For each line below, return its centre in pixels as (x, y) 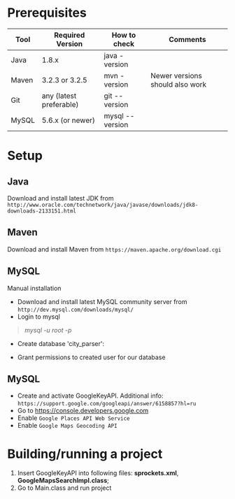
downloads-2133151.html (42, 211)
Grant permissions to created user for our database (91, 357)
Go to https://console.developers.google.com (83, 411)
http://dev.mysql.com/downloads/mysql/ (76, 310)
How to (124, 35)
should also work (178, 84)
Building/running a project (85, 454)
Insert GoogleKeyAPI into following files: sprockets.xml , (98, 473)
